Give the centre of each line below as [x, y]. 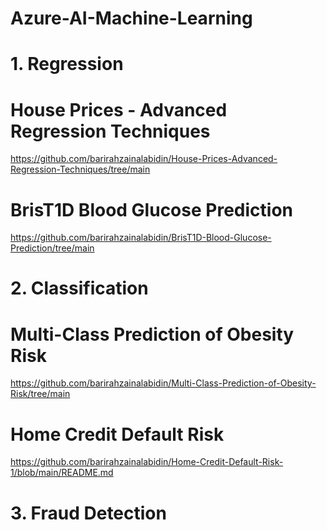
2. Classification [79, 288]
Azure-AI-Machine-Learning [131, 18]
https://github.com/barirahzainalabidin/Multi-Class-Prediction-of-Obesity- [163, 383]
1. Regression [67, 64]
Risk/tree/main [40, 394]
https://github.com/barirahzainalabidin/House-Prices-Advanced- [144, 159]
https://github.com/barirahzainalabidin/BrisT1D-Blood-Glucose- [141, 238]
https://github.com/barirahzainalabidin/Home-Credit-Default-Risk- [147, 462]
